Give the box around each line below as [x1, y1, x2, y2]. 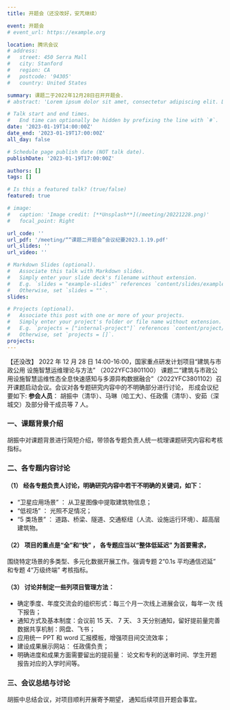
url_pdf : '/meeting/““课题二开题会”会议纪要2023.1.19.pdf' [7, 236, 169, 244]
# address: [7, 47, 38, 55]
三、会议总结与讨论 [7, 678, 71, 688]
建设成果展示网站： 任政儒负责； [16, 642, 110, 650]
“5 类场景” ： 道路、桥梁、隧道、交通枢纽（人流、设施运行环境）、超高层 [16, 515, 220, 523]
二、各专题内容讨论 [7, 463, 71, 473]
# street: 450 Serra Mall [7, 54, 88, 61]
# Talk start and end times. [7, 110, 90, 117]
